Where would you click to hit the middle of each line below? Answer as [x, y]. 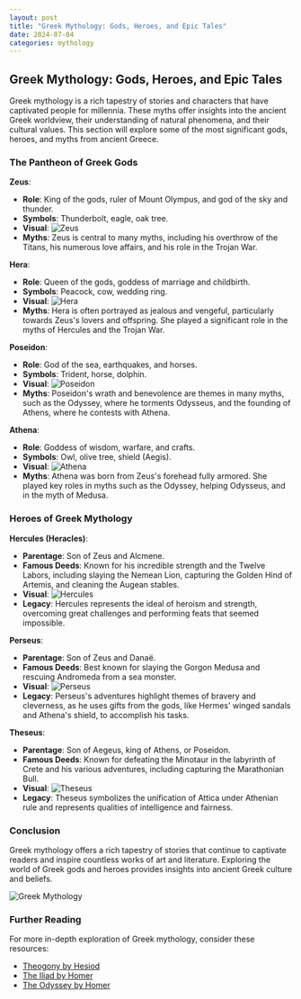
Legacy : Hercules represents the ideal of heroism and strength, [140, 603]
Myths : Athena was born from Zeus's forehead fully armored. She [145, 476]
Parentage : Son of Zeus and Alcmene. [93, 555]
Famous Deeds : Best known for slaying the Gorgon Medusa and [141, 667]
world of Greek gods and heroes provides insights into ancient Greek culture [151, 868]
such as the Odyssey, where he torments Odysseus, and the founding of [156, 403]
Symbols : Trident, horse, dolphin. [84, 374]
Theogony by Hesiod [61, 966]
